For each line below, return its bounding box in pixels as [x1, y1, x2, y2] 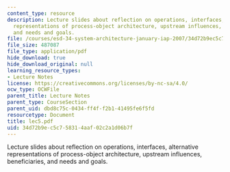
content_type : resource [7, 10, 75, 17]
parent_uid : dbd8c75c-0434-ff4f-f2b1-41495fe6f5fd [7, 105, 155, 112]
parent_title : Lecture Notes [7, 93, 90, 100]
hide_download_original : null [7, 61, 94, 68]
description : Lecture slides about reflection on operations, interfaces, [7, 16, 225, 23]
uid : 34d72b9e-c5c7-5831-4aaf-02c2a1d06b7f [7, 124, 133, 131]
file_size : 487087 [7, 42, 60, 48]
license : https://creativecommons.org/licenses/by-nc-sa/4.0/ [7, 80, 188, 87]
